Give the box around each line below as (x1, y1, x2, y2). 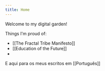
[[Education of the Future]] (12, 45, 67, 51)
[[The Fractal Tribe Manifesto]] (12, 40, 75, 46)
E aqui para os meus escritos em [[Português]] (5, 60, 101, 66)
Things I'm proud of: (5, 30, 47, 36)
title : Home (5, 7, 30, 12)
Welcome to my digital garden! (5, 21, 68, 27)
